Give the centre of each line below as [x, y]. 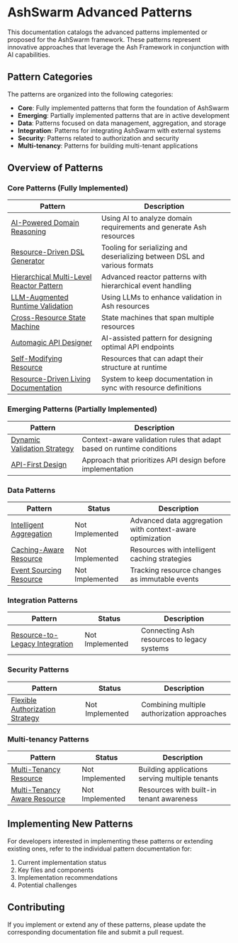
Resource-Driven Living [51, 379]
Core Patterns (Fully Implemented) [68, 188]
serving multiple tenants [178, 778]
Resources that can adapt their [153, 359]
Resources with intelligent [173, 550]
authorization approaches [184, 713]
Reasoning [29, 231]
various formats [127, 266]
